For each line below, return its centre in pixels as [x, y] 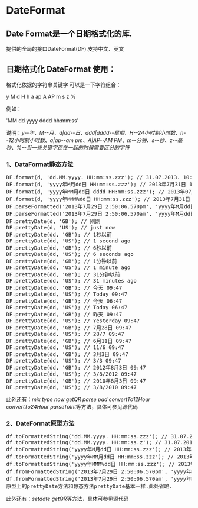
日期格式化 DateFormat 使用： [61, 69]
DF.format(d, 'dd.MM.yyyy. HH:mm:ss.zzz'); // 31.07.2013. [93, 177]
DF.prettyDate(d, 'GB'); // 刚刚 [53, 221]
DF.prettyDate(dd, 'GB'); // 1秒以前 [59, 235]
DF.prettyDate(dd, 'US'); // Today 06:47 [67, 308]
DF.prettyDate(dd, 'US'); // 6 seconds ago [70, 254]
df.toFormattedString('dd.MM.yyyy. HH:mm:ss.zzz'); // [87, 436]
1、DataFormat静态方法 [40, 164]
